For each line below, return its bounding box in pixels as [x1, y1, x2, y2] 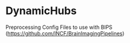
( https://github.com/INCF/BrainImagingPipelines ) [5, 29, 125, 37]
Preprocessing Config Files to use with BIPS [5, 24, 113, 31]
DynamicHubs [5, 4, 77, 18]
